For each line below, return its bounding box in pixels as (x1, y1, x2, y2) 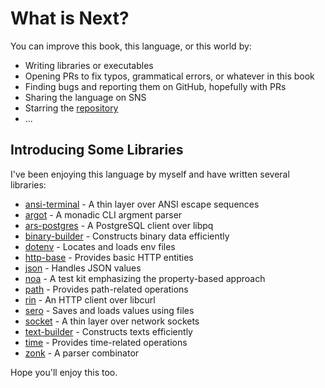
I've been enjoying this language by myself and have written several (10, 168, 290, 180)
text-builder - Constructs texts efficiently (24, 325, 193, 337)
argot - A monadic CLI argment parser (24, 208, 183, 221)
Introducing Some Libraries (10, 142, 184, 159)
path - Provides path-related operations (24, 283, 189, 295)
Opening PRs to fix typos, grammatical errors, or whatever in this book (24, 70, 315, 82)
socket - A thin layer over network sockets (24, 315, 200, 327)
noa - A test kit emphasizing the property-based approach (24, 272, 266, 284)
